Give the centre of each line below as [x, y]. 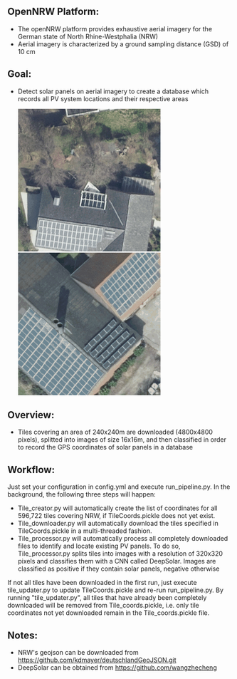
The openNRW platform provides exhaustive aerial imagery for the [115, 28]
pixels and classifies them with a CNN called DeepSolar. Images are [117, 561]
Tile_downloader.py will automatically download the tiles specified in [118, 524]
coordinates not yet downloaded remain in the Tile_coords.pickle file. [109, 613]
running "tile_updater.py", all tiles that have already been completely [107, 598]
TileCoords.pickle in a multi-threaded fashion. [85, 531]
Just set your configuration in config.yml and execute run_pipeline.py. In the [119, 487]
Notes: [22, 635]
